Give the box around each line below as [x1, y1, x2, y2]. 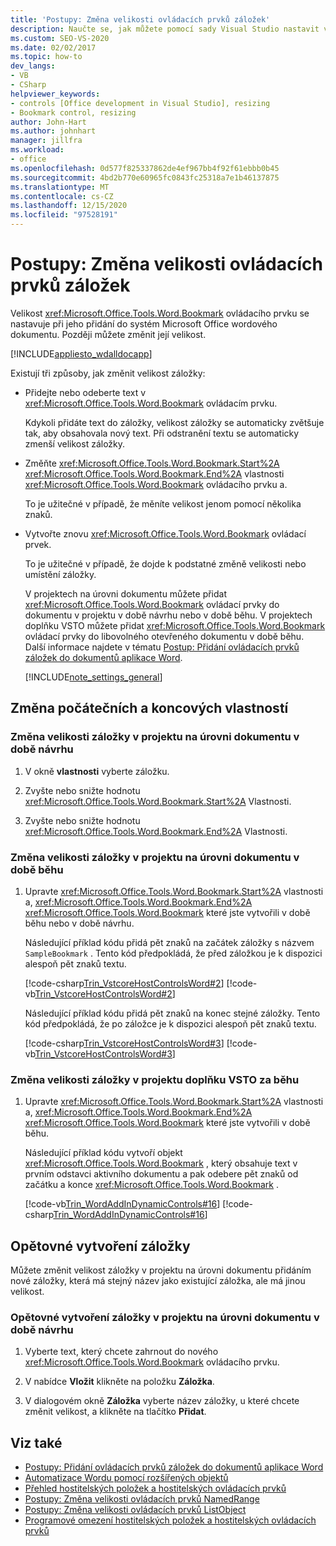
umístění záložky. [24, 568, 97, 580]
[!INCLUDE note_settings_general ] [24, 671, 163, 683]
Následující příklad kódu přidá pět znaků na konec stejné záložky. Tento [24, 1007, 321, 1019]
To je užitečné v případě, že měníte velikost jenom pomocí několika [24, 497, 302, 510]
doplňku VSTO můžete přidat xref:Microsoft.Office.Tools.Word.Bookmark [24, 619, 326, 631]
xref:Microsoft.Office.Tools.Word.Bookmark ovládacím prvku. [24, 397, 278, 409]
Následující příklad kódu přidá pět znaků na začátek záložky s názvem [24, 936, 315, 948]
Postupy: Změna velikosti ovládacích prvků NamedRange [24, 1493, 260, 1505]
